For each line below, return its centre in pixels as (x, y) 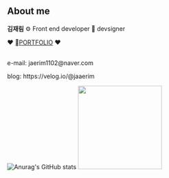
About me (29, 11)
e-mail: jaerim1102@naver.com (50, 63)
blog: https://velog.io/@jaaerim (51, 76)
